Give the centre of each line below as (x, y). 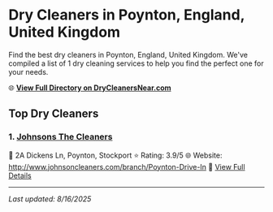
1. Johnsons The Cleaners (61, 137)
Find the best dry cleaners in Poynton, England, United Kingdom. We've (128, 54)
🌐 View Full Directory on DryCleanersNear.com (90, 88)
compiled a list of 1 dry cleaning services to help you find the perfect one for (136, 63)
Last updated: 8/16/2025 (50, 199)
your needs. (28, 71)
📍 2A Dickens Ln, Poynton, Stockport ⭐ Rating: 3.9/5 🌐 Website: (115, 155)
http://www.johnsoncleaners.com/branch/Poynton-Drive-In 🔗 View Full (127, 167)
